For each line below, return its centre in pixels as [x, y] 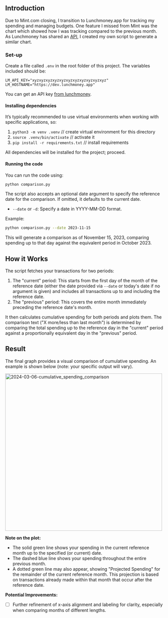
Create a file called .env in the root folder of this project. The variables [78, 66]
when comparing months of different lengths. [59, 610]
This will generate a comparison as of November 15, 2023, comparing [77, 238]
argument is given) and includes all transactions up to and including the [86, 291]
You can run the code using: [34, 175]
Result [16, 349]
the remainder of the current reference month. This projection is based [86, 574]
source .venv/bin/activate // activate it [53, 137]
